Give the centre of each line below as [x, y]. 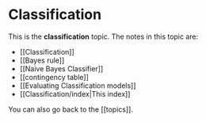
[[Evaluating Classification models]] [78, 86]
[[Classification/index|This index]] [75, 93]
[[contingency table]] [54, 77]
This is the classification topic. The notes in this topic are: [103, 36]
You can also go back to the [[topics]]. [71, 109]
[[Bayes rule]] [42, 60]
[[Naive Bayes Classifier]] [61, 68]
